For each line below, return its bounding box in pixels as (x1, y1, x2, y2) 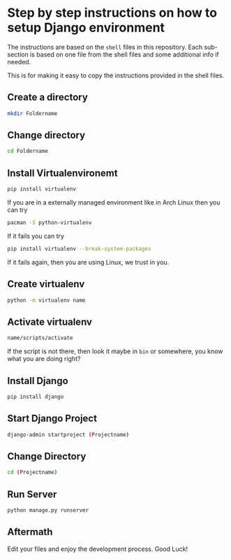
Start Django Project (7, 413, 98, 425)
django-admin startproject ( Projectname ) (7, 431, 130, 438)
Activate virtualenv (7, 316, 93, 327)
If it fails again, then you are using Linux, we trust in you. (7, 258, 170, 266)
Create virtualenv (7, 278, 85, 290)
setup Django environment (7, 20, 165, 36)
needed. (7, 57, 31, 66)
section (7, 50, 29, 59)
